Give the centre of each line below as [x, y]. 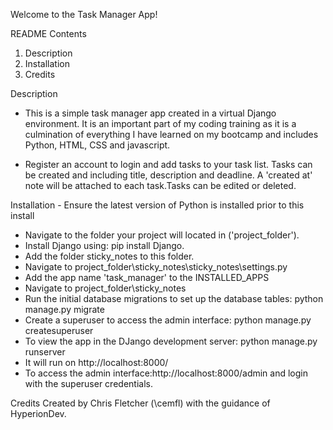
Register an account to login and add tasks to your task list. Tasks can [168, 164]
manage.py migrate [64, 309]
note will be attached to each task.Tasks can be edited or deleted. [160, 185]
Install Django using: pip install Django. [104, 245]
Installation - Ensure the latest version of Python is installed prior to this [157, 205]
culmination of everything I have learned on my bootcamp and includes [171, 134]
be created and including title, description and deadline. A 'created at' [168, 175]
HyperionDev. [38, 413]
